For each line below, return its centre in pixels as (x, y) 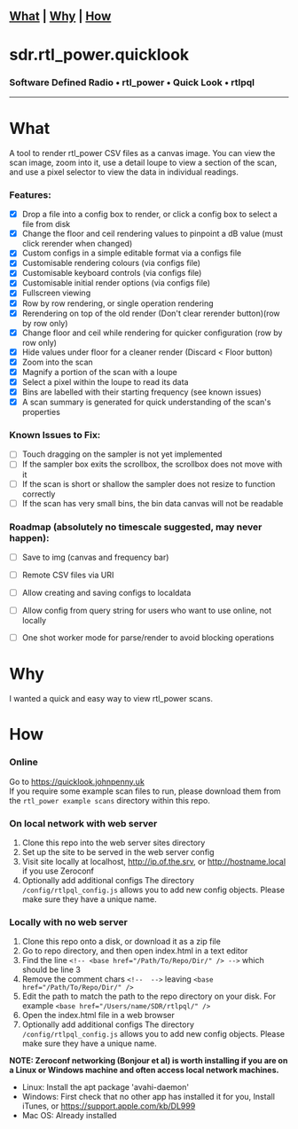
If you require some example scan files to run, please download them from (145, 791)
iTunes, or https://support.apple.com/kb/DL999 (109, 1106)
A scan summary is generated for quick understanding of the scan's (146, 402)
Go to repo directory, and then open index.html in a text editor (135, 951)
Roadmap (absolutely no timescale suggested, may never (136, 527)
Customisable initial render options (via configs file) (116, 283)
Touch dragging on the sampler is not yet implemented (122, 454)
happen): (29, 537)
